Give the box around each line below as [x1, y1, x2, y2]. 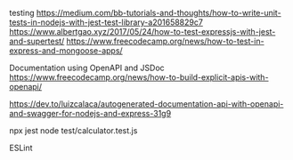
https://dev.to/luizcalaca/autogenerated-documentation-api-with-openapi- [9, 99, 284, 109]
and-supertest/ [9, 36, 65, 46]
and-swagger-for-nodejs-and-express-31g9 [9, 108, 172, 118]
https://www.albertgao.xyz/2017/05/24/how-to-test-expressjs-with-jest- [9, 27, 276, 36]
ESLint [9, 142, 33, 153]
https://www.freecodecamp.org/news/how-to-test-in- [66, 36, 265, 46]
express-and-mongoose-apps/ [9, 45, 123, 56]
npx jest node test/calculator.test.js [9, 125, 138, 136]
